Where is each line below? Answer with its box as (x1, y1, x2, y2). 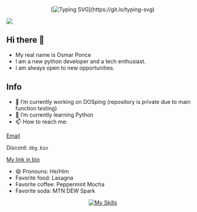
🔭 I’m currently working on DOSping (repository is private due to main (15, 98, 191, 105)
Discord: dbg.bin (6, 144, 48, 151)
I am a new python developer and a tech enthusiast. (15, 57, 146, 65)
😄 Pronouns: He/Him (15, 167, 69, 175)
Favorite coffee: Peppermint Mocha (15, 180, 105, 188)
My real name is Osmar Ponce (15, 51, 92, 58)
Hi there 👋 (6, 35, 45, 45)
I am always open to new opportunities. (15, 64, 115, 71)
